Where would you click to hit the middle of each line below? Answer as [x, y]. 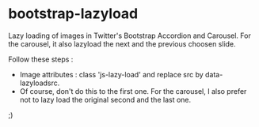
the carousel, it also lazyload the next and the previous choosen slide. [122, 43]
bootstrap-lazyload [73, 14]
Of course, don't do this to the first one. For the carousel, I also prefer [133, 91]
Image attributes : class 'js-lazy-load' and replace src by [111, 74]
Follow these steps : [41, 59]
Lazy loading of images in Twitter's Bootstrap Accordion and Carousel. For [129, 35]
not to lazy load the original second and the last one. [105, 99]
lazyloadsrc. [40, 83]
